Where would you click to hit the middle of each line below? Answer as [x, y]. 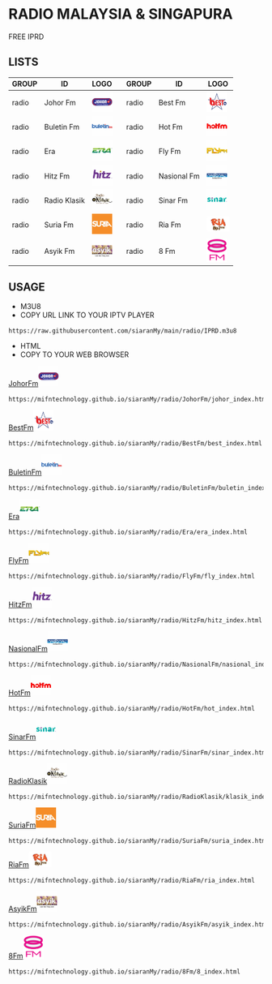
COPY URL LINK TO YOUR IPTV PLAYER [87, 315]
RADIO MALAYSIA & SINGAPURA [121, 14]
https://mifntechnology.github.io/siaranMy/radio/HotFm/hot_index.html [132, 708]
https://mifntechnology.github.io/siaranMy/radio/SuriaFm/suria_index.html [139, 840]
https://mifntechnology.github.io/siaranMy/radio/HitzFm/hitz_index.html [136, 620]
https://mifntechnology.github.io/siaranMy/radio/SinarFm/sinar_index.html [139, 752]
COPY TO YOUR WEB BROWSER [74, 354]
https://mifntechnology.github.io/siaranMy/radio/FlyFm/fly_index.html [132, 576]
